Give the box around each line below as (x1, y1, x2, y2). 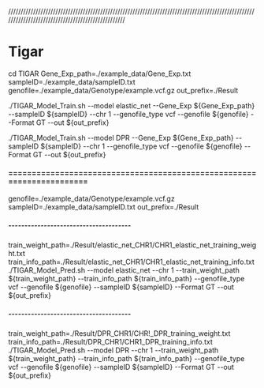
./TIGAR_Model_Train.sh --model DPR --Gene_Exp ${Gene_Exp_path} (8, 133, 234, 142)
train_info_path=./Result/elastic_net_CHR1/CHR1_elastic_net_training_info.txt (8, 257, 255, 267)
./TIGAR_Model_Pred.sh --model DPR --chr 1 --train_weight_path (8, 345, 219, 355)
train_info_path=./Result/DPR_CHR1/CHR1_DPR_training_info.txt (8, 337, 213, 347)
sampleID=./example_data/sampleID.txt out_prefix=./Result (8, 202, 199, 212)
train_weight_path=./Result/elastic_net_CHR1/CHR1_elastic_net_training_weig (8, 240, 257, 250)
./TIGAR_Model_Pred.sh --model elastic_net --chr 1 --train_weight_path (8, 266, 240, 275)
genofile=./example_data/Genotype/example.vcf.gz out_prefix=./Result (8, 85, 239, 95)
